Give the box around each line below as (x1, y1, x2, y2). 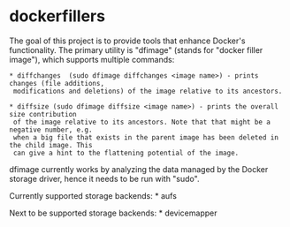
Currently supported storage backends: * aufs (9, 190, 177, 201)
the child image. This (9, 140, 93, 149)
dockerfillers (9, 6, 106, 26)
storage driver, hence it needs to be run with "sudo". (9, 173, 200, 184)
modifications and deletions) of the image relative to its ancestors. (12, 87, 283, 95)
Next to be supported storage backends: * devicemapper (9, 208, 217, 218)
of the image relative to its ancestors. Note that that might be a (12, 117, 271, 126)
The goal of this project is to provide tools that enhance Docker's (9, 35, 246, 46)
